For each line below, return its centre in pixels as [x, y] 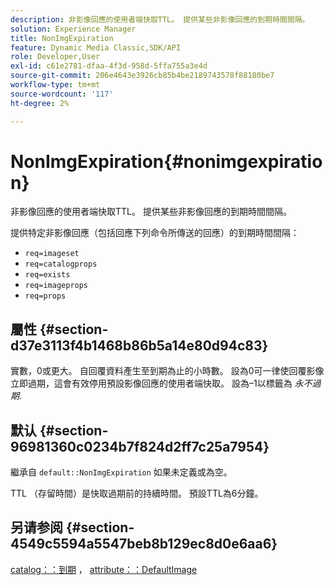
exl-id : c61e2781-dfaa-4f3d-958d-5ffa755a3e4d [109, 66]
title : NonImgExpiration [62, 38]
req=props [45, 296]
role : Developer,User [55, 57]
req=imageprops [56, 286]
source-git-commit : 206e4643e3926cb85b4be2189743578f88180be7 [142, 76]
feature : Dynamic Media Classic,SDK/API [96, 47]
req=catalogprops [61, 264]
